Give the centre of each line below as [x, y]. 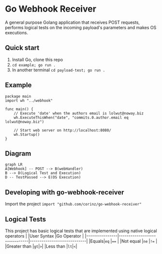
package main [18, 96]
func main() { [19, 109]
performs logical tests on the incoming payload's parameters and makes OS [81, 27]
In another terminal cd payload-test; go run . [59, 70]
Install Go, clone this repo [37, 60]
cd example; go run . [34, 65]
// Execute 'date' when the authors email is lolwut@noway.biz [79, 113]
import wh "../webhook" [29, 100]
